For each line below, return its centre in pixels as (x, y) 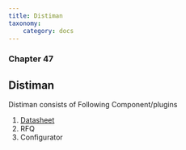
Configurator (41, 137)
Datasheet (37, 120)
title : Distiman (36, 16)
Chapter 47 (31, 59)
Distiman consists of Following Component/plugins (93, 105)
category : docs (49, 31)
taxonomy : (25, 23)
